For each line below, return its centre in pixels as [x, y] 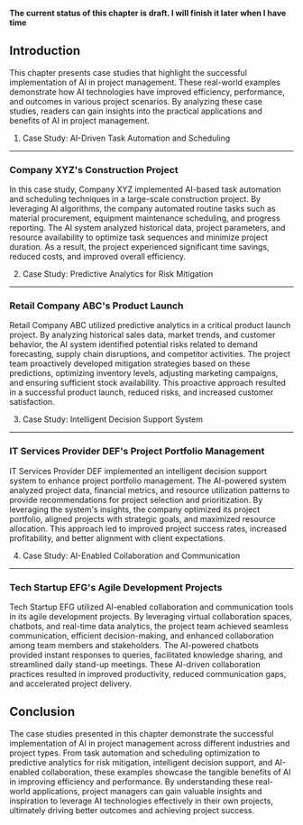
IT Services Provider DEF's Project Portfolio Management [137, 452]
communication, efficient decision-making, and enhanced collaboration [142, 636]
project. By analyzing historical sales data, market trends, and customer [142, 335]
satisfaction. [32, 402]
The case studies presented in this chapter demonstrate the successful [142, 733]
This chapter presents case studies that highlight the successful [129, 72]
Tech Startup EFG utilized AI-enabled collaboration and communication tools [151, 607]
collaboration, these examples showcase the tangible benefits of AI [166, 772]
